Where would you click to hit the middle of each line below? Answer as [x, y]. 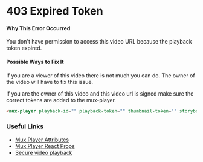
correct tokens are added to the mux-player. [61, 100]
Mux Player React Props [45, 146]
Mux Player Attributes [42, 140]
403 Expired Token [55, 11]
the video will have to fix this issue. [50, 82]
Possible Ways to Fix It [35, 62]
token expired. [24, 48]
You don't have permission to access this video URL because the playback [99, 42]
